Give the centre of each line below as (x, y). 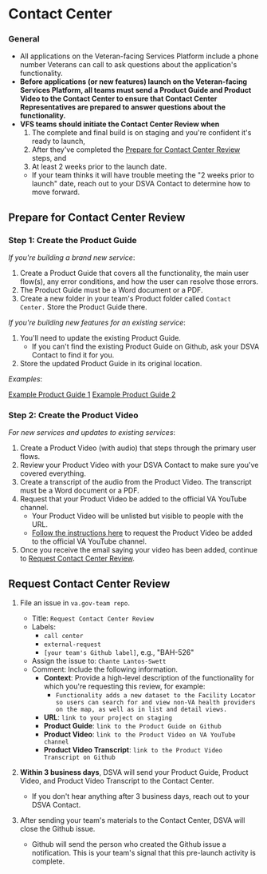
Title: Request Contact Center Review (92, 619)
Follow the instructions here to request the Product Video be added (142, 533)
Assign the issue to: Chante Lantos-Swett (99, 661)
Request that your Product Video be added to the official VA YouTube (133, 499)
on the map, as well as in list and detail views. (141, 710)
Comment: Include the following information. (104, 669)
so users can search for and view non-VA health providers (156, 703)
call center (63, 637)
